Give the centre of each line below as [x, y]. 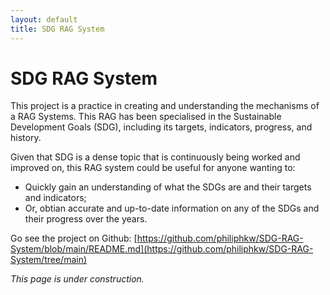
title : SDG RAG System [57, 29]
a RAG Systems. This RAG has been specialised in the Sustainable [146, 117]
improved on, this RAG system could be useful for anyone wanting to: [153, 168]
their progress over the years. [86, 219]
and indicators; [55, 198]
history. [26, 138]
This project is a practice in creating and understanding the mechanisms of [165, 106]
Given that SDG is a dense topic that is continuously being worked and [155, 157]
